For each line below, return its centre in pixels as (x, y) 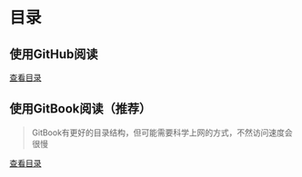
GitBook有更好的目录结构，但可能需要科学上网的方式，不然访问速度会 (162, 133)
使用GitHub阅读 (54, 54)
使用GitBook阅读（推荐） (81, 109)
